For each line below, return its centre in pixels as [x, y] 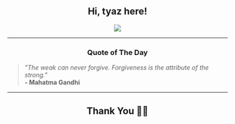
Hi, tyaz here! [117, 11]
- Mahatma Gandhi [52, 82]
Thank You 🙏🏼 [117, 111]
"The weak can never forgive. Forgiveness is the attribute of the [116, 68]
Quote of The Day [117, 52]
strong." [36, 75]
